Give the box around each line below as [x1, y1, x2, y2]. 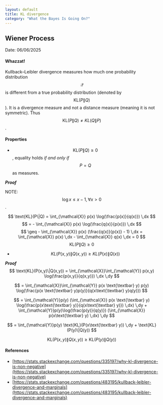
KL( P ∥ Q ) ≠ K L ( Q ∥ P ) [62, 118, 101, 123]
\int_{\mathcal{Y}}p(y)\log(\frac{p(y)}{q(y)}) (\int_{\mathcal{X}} [18, 307, 145, 313]
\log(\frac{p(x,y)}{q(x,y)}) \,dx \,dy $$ [43, 273, 120, 279]
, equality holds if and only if [12, 155, 70, 160]
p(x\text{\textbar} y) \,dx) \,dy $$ [48, 312, 115, 318]
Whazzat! [5, 58, 25, 64]
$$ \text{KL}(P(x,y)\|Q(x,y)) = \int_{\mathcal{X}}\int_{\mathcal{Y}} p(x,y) [9, 268, 155, 274]
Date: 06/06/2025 [5, 47, 41, 53]
